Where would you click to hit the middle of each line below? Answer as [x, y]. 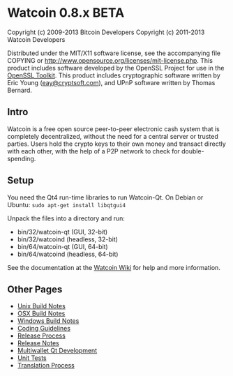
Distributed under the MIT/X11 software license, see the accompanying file [114, 53]
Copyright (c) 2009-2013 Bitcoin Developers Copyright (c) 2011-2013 [106, 32]
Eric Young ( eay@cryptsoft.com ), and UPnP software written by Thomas [111, 82]
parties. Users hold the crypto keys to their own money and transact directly [117, 144]
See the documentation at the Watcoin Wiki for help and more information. [114, 267]
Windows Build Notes [48, 321]
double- [193, 151]
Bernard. [20, 90]
